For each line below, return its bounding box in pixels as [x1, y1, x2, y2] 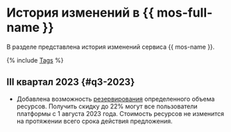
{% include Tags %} [6, 56, 64, 64]
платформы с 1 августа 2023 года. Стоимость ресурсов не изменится [16, 109, 225, 117]
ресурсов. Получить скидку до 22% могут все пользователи [16, 102, 198, 110]
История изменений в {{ [6, 5, 154, 21]
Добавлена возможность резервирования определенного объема [16, 94, 215, 103]
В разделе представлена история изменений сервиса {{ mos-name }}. [6, 42, 215, 51]
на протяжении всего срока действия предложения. [16, 117, 173, 125]
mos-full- [156, 5, 213, 21]
